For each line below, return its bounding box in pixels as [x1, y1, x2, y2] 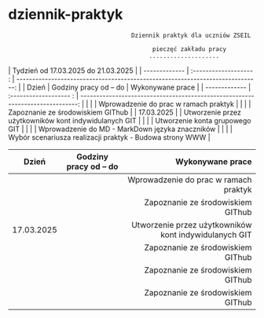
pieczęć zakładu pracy [152, 45, 226, 53]
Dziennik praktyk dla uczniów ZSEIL [130, 31, 251, 39]
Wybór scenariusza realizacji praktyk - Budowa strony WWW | [8, 132, 211, 142]
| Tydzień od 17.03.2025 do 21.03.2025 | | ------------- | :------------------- [8, 65, 254, 75]
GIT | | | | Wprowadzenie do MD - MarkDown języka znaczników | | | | [8, 124, 233, 133]
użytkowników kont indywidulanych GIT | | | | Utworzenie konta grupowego [8, 115, 251, 125]
